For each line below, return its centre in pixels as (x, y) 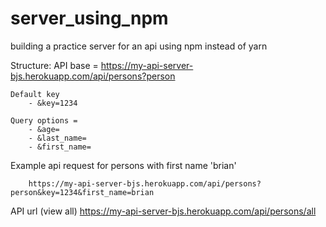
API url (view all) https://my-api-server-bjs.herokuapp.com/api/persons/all (163, 211)
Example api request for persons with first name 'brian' (123, 165)
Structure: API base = (54, 65)
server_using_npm (89, 18)
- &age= (44, 129)
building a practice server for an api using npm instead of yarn (139, 46)
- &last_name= (57, 138)
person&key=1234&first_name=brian (82, 192)
